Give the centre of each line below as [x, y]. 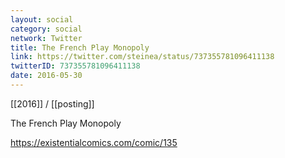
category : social [46, 29]
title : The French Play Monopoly [80, 47]
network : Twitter [46, 38]
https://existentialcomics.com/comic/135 [94, 142]
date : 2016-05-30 [46, 76]
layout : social [42, 19]
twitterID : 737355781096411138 [75, 66]
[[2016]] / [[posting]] [52, 103]
